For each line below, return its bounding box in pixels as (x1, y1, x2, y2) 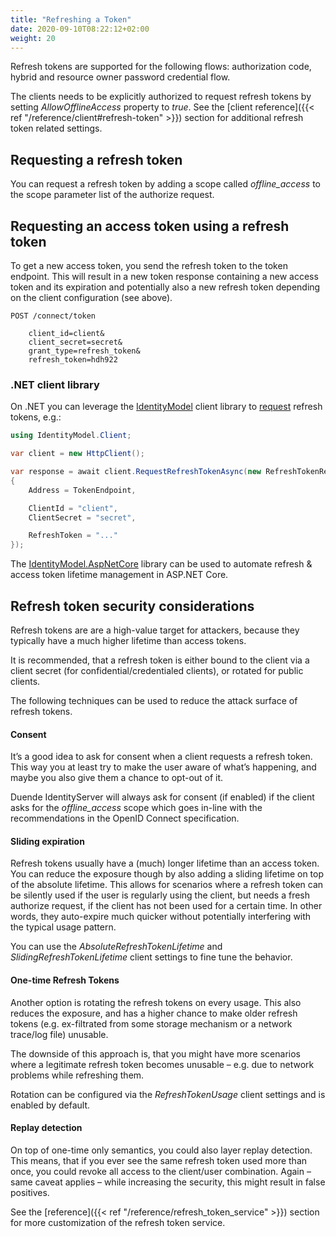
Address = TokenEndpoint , (28, 485, 137, 495)
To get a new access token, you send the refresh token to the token (10, 260, 288, 271)
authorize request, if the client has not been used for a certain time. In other (10, 900, 323, 912)
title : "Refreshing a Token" (10, 14, 132, 25)
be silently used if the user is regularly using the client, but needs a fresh (10, 889, 311, 901)
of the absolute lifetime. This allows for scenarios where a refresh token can (10, 879, 324, 891)
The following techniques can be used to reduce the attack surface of (10, 694, 298, 706)
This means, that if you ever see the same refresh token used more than (10, 1154, 308, 1166)
